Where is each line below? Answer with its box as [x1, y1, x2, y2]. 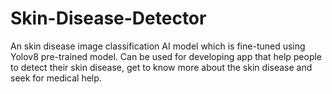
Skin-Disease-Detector [10, 7, 207, 30]
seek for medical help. [10, 72, 102, 84]
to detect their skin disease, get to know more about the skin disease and [10, 61, 313, 73]
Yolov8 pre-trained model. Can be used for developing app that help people [10, 50, 323, 62]
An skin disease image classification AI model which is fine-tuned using [10, 40, 306, 52]
